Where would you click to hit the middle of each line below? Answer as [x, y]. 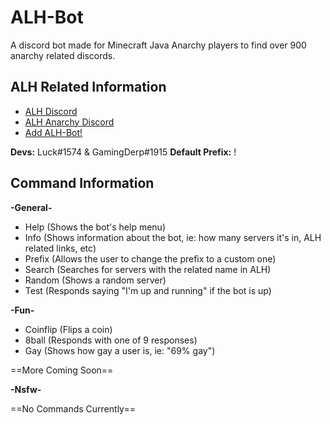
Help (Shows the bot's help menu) [95, 227]
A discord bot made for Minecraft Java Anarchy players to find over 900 [158, 45]
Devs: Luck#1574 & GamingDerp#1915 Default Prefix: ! [123, 152]
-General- [31, 207]
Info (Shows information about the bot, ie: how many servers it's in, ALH [173, 237]
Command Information [82, 183]
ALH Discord [51, 111]
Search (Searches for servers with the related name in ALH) [148, 269]
